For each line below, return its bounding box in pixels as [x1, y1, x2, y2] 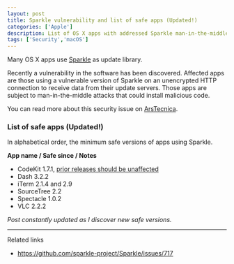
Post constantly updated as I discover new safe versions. [7, 216, 172, 224]
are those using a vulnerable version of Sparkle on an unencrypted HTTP [7, 76, 217, 85]
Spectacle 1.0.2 [17, 195, 61, 203]
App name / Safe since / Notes [7, 152, 97, 160]
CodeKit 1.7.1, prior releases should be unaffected [17, 165, 159, 173]
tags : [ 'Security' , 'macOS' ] [7, 36, 89, 43]
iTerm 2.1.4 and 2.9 [17, 179, 72, 189]
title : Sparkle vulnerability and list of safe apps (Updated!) [7, 17, 198, 24]
